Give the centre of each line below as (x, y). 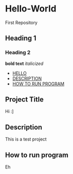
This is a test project (26, 139)
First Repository (21, 22)
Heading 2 (18, 52)
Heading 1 (21, 38)
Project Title (24, 100)
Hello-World (31, 9)
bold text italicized (24, 63)
